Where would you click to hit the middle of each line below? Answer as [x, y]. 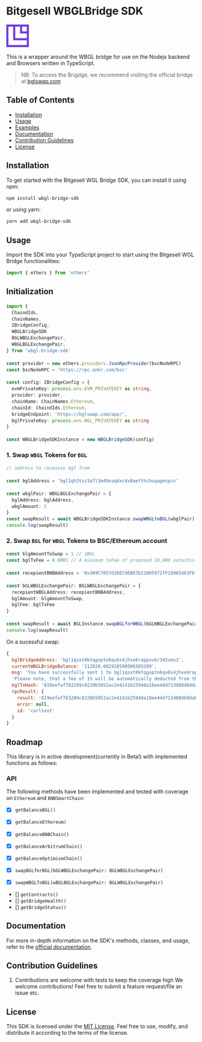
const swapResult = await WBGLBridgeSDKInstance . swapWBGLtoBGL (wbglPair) [101, 519]
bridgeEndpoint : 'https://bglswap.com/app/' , [70, 414]
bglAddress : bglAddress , [43, 500]
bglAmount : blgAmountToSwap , [48, 598]
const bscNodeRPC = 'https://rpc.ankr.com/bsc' [67, 370]
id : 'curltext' [36, 711]
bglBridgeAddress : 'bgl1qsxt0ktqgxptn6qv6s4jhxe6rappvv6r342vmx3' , [98, 660]
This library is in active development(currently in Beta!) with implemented [97, 757]
